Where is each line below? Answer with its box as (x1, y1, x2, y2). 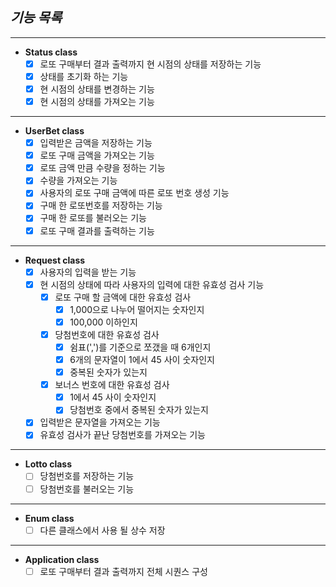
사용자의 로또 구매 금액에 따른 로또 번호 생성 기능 (39, 187, 230, 199)
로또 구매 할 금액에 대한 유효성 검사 (54, 291, 192, 303)
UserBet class (24, 125, 85, 137)
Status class (24, 46, 78, 58)
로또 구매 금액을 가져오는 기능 (39, 149, 155, 162)
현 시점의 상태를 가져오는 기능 (39, 96, 155, 107)
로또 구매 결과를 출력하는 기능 (39, 224, 155, 237)
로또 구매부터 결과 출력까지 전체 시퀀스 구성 (39, 565, 208, 577)
